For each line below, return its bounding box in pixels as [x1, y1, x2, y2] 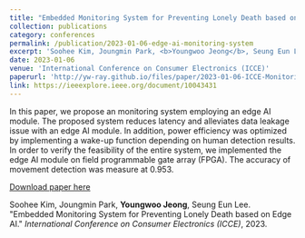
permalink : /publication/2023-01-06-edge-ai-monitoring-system [9, 38, 254, 48]
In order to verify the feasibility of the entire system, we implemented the [9, 144, 282, 155]
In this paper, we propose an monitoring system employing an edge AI [9, 105, 271, 116]
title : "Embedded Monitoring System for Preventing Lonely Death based [9, 13, 286, 23]
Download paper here [9, 181, 91, 192]
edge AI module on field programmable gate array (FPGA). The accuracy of [9, 154, 291, 164]
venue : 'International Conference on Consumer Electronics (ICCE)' [9, 64, 271, 74]
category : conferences [9, 30, 95, 39]
